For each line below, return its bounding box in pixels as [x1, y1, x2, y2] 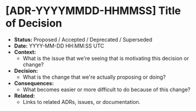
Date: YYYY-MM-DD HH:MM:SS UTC [13, 42, 104, 49]
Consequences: [13, 79, 54, 86]
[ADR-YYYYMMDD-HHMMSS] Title [5, 4, 181, 18]
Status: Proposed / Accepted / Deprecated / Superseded [13, 36, 153, 43]
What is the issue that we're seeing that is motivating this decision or [22, 55, 189, 62]
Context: [13, 48, 36, 55]
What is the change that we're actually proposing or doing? [22, 73, 166, 80]
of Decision [5, 16, 62, 30]
